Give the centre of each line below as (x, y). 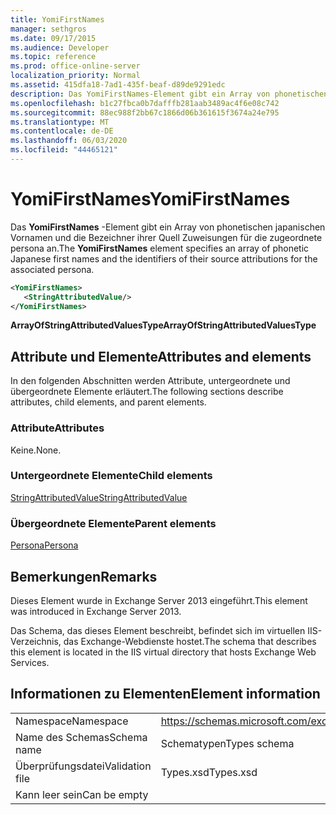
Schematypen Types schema (227, 743)
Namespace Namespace (72, 721)
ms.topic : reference (53, 57)
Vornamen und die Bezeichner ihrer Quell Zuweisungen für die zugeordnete (166, 237)
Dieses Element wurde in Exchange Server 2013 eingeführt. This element (159, 600)
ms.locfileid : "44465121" (64, 150)
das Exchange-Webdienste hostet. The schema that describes (190, 641)
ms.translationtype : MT (60, 122)
